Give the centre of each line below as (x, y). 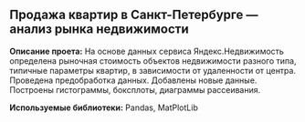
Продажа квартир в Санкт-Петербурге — (134, 15)
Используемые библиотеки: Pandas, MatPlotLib (104, 107)
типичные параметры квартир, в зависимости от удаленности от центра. (153, 70)
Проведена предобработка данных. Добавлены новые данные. (133, 80)
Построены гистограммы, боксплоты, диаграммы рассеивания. (135, 89)
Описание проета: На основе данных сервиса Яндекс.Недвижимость (147, 51)
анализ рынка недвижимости (99, 30)
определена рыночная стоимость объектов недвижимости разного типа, (153, 61)
